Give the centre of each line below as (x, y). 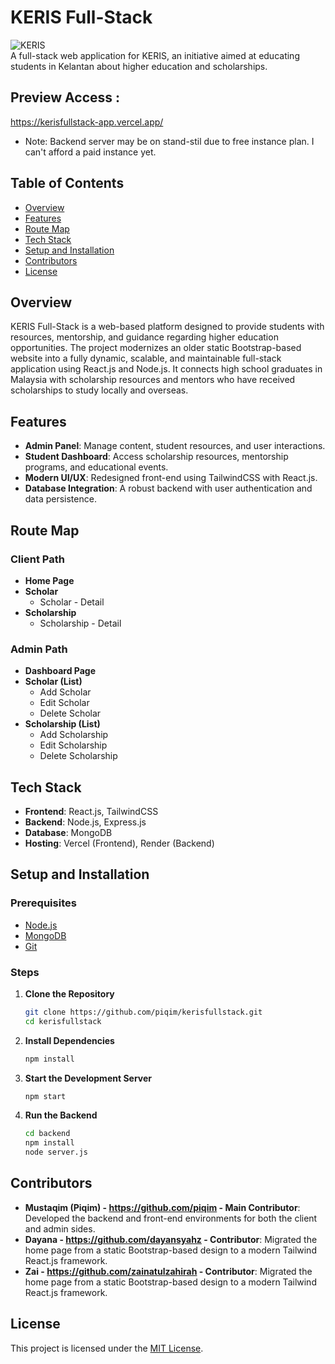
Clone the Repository (69, 993)
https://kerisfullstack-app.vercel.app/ (87, 122)
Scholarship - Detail (80, 623)
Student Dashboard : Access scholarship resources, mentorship (156, 457)
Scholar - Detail (72, 602)
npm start (45, 1096)
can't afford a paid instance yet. (90, 152)
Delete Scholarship (78, 756)
